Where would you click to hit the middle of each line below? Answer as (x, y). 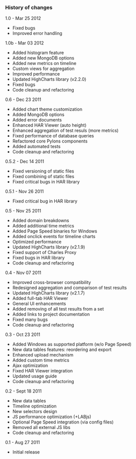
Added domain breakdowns (41, 220)
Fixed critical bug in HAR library (45, 201)
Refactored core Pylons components (50, 141)
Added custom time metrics (41, 360)
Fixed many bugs (30, 319)
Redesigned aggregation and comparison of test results (69, 288)
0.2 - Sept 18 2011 (23, 391)
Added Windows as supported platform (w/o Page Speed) (72, 344)
